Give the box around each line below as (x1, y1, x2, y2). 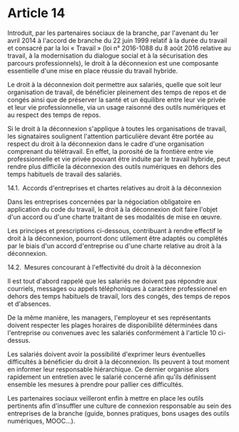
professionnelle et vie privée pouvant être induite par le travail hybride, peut (7, 155, 230, 163)
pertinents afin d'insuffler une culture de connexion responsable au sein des (7, 401, 232, 410)
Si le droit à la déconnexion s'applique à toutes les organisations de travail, (7, 124, 227, 133)
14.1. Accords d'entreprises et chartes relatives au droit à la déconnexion (7, 183, 222, 192)
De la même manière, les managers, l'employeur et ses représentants (7, 313, 211, 322)
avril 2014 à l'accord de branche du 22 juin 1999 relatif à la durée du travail (7, 36, 228, 44)
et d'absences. (7, 299, 51, 308)
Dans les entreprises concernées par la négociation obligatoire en (7, 197, 201, 206)
